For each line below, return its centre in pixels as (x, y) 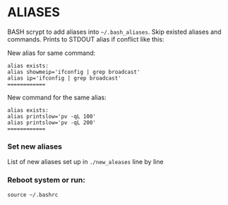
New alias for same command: (52, 53)
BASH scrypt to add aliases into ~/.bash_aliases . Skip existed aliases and (114, 32)
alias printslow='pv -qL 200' (52, 123)
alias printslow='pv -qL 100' (52, 116)
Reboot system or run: (47, 180)
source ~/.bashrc (33, 194)
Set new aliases (35, 147)
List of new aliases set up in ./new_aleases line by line (85, 162)
